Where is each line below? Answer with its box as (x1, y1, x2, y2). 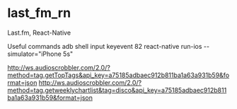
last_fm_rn (7, 5, 71, 21)
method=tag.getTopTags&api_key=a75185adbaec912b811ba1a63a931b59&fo (7, 71, 230, 79)
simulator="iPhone (7, 50, 62, 58)
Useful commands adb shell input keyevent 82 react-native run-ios (7, 42, 202, 50)
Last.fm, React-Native (7, 28, 71, 37)
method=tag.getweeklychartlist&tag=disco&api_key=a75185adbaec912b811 (7, 86, 227, 94)
